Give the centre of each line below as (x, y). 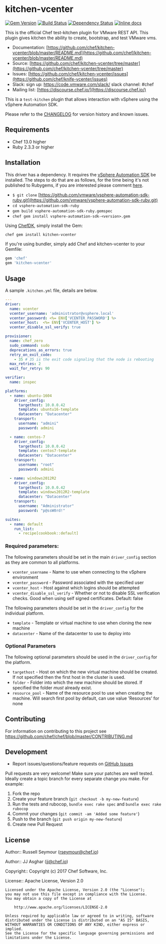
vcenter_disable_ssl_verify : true (45, 327)
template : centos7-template (47, 451)
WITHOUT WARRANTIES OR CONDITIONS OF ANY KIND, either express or (75, 925)
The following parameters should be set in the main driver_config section (81, 557)
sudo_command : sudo (30, 345)
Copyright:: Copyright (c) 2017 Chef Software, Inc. (56, 871)
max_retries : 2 (25, 364)
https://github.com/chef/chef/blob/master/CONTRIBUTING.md (69, 736)
